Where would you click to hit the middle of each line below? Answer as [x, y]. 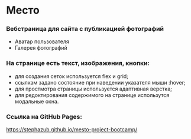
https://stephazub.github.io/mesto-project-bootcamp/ [72, 130]
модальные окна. [37, 101]
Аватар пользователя [42, 41]
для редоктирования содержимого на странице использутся [92, 95]
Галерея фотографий [41, 48]
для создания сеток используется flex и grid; [72, 76]
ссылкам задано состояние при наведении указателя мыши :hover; [100, 82]
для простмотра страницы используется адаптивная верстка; [93, 89]
